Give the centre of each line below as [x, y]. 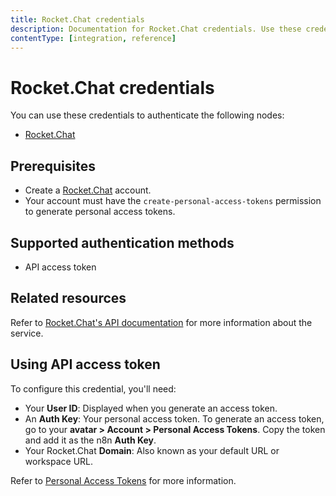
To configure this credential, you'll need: [93, 388]
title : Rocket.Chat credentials [77, 19]
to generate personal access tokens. [100, 212]
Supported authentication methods [122, 242]
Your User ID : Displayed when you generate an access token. [151, 408]
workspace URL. [59, 461]
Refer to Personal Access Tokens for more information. [123, 480]
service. [27, 333]
